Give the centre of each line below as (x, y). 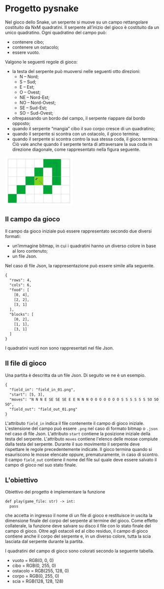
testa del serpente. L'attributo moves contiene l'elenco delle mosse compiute (82, 439)
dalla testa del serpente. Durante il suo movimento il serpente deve (72, 444)
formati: (13, 236)
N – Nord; (29, 76)
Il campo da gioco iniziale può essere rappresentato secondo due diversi (78, 231)
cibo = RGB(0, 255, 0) (34, 565)
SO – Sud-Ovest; (36, 113)
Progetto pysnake (42, 9)
